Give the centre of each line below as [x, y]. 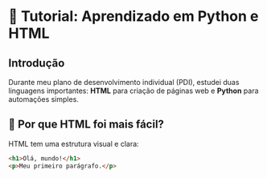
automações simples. [43, 99]
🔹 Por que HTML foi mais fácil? [86, 125]
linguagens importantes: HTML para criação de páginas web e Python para [133, 91]
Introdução [37, 63]
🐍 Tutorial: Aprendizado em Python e [133, 16]
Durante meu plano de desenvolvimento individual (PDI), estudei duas [124, 82]
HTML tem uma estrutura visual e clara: [74, 144]
